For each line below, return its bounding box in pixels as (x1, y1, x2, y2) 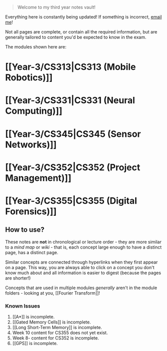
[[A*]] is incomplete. (12, 314, 55, 320)
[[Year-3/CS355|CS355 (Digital (5, 195, 137, 206)
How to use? (5, 226, 45, 234)
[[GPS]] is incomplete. (12, 341, 58, 347)
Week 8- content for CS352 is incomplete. (12, 335, 99, 341)
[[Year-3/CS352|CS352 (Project (5, 162, 141, 173)
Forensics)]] (5, 206, 57, 217)
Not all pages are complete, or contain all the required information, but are (5, 29, 158, 34)
